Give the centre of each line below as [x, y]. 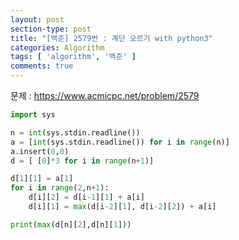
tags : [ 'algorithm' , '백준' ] [73, 57]
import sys [33, 115]
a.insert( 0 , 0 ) [40, 151]
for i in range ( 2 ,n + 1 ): [60, 188]
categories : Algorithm [57, 47]
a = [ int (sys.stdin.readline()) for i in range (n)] [120, 142]
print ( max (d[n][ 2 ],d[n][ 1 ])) [71, 224]
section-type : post [51, 29]
